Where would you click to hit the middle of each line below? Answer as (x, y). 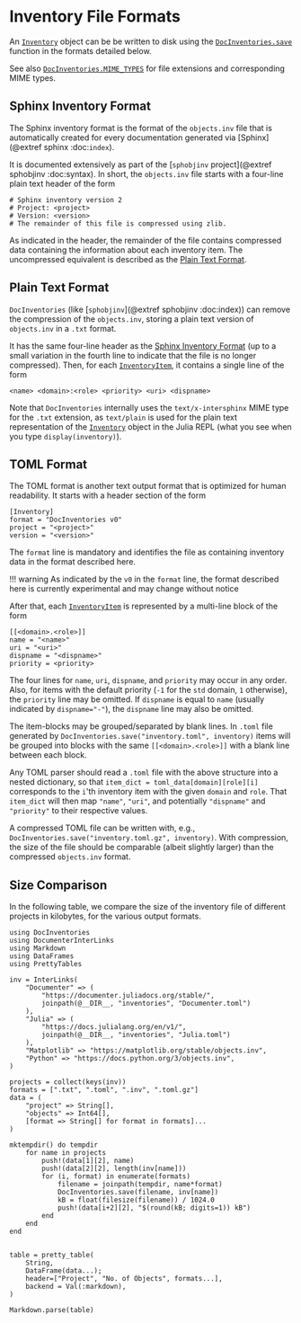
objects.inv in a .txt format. (63, 328)
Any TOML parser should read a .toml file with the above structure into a (144, 772)
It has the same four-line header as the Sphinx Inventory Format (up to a (143, 346)
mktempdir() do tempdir (54, 1145)
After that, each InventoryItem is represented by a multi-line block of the (144, 606)
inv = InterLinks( (44, 980)
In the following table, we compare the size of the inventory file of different (147, 907)
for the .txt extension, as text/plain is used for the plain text (124, 417)
